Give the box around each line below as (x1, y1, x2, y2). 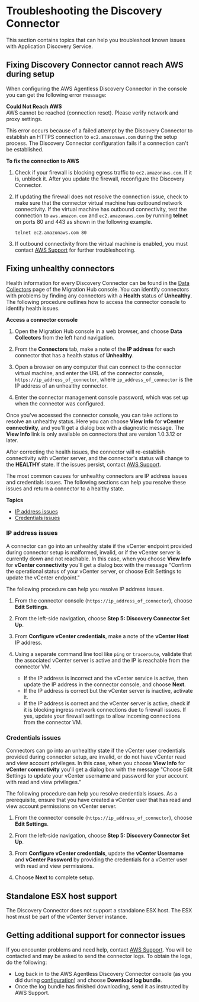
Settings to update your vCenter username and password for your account (6, 772, 188, 779)
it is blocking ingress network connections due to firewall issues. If (23, 706, 187, 713)
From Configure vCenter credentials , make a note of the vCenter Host (14, 632, 189, 639)
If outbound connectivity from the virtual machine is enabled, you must (14, 240, 188, 247)
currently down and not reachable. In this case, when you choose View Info (6, 555, 191, 562)
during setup (6, 69, 55, 80)
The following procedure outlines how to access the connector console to (6, 298, 187, 305)
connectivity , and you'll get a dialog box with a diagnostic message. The (6, 424, 185, 431)
